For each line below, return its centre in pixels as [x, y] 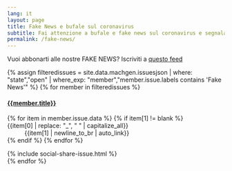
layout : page [26, 20]
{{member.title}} [32, 103]
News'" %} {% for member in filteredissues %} [74, 87]
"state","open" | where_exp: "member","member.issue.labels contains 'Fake [115, 80]
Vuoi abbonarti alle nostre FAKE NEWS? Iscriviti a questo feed [95, 59]
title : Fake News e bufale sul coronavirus [71, 26]
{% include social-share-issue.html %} [62, 154]
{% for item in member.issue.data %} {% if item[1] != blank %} [95, 118]
